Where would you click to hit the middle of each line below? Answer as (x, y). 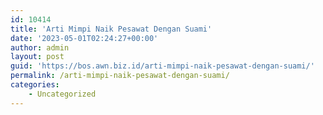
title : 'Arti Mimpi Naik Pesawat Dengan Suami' (111, 29)
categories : (35, 85)
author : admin (40, 47)
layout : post (37, 57)
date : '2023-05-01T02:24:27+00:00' (84, 38)
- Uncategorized (62, 94)
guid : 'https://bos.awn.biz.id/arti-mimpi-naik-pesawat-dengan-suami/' (162, 66)
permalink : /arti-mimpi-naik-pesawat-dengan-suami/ (120, 76)
